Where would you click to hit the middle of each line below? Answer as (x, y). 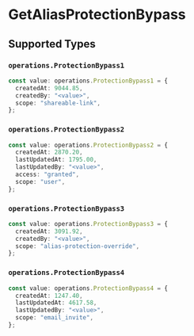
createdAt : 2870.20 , (49, 152)
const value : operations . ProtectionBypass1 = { (88, 81)
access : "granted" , (48, 175)
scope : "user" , (40, 181)
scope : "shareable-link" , (58, 103)
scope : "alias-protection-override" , (78, 246)
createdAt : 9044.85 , (49, 88)
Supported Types (52, 44)
